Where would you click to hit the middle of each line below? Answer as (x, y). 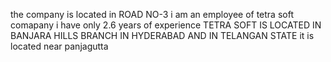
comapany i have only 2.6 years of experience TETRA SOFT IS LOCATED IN (166, 25)
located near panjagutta (59, 46)
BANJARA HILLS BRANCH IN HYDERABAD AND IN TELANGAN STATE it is (162, 35)
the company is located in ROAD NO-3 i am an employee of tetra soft (152, 14)
